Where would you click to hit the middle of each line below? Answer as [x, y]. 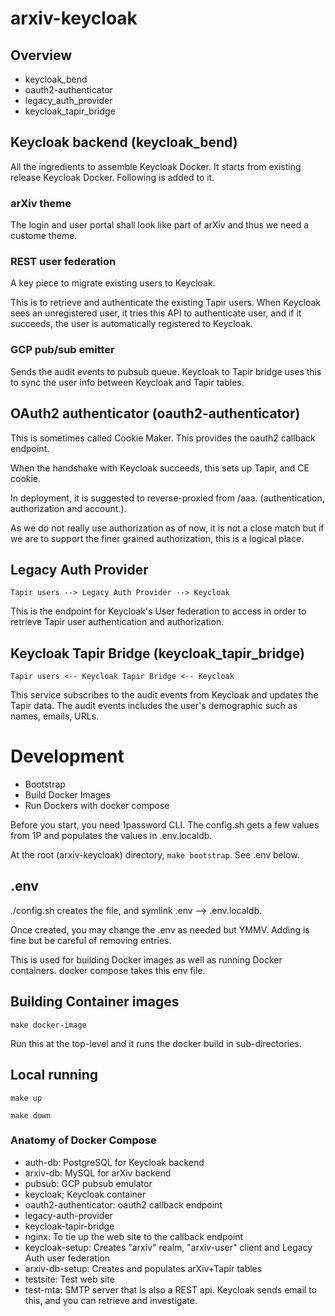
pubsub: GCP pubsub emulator [88, 1183]
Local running [54, 1075]
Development [67, 756]
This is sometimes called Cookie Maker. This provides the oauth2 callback [163, 438]
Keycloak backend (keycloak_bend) [124, 142]
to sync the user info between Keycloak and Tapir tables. [127, 382]
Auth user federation [67, 1258]
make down [31, 1115]
